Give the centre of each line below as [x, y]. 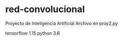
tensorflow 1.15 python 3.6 [33, 33]
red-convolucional [45, 9]
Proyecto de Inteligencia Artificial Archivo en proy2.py [62, 23]
